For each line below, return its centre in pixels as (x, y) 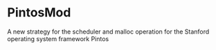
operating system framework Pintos (58, 38)
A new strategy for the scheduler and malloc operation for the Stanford (108, 32)
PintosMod (39, 13)
